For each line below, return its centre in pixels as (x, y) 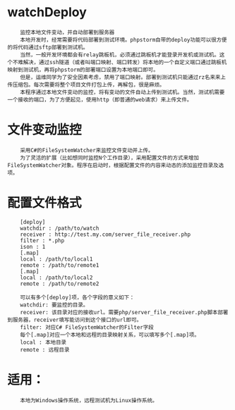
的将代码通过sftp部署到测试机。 (48, 47)
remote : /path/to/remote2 (60, 284)
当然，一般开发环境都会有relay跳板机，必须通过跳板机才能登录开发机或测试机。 (120, 55)
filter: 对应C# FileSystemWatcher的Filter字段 (87, 327)
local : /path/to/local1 (56, 259)
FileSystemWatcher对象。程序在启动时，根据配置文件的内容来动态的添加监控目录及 (113, 165)
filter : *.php (42, 240)
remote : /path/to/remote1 (60, 265)
